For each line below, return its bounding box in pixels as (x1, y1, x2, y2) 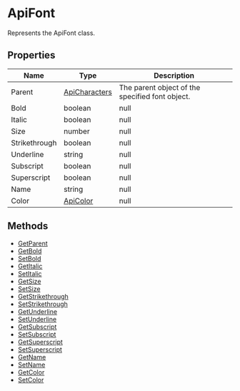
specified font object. (119, 91, 191, 101)
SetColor (17, 375, 44, 384)
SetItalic (17, 269, 42, 278)
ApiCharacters (64, 87, 112, 97)
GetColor (17, 367, 45, 376)
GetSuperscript (17, 337, 63, 346)
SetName (17, 360, 46, 369)
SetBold (17, 254, 41, 263)
